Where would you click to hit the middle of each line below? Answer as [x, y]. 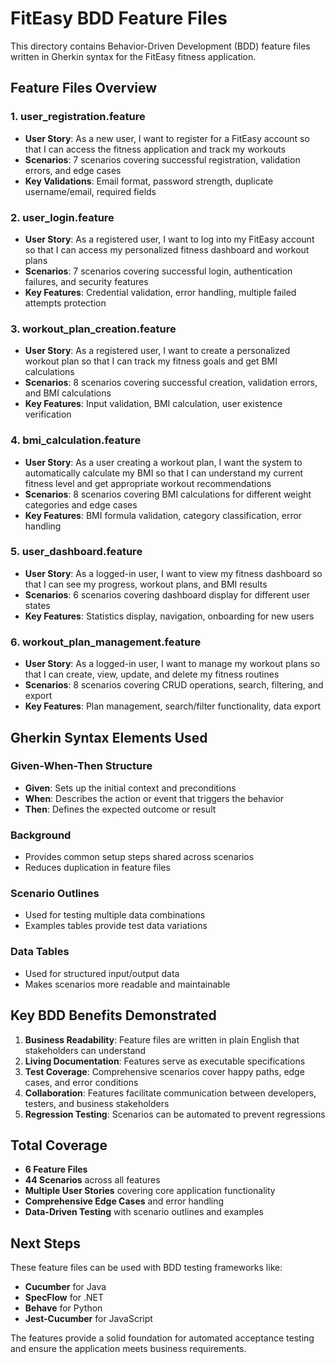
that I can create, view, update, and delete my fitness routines [152, 674]
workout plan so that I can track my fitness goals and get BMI [151, 361]
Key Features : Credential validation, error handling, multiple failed [160, 292]
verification [48, 414]
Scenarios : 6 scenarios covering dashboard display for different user [167, 594]
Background [41, 835]
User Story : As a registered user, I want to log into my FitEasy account [169, 239]
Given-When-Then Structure [81, 766]
